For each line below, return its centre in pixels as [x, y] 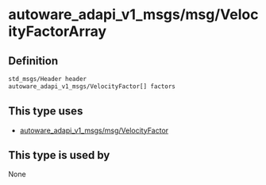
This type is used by [59, 155]
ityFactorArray [58, 31]
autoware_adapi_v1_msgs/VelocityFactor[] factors [92, 86]
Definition [33, 61]
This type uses [46, 112]
